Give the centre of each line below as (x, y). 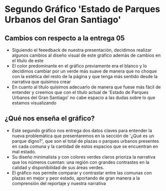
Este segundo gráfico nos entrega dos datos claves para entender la (82, 130)
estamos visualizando (34, 103)
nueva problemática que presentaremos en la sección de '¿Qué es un (83, 136)
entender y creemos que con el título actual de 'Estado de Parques (80, 92)
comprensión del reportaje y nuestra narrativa (59, 183)
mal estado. (24, 151)
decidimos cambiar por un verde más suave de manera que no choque (84, 71)
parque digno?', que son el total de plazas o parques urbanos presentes (85, 141)
